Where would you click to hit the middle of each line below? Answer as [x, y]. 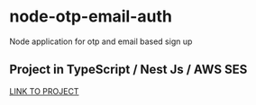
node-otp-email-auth [91, 17]
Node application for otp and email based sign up [101, 41]
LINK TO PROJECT [44, 91]
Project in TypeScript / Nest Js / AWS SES [128, 70]
